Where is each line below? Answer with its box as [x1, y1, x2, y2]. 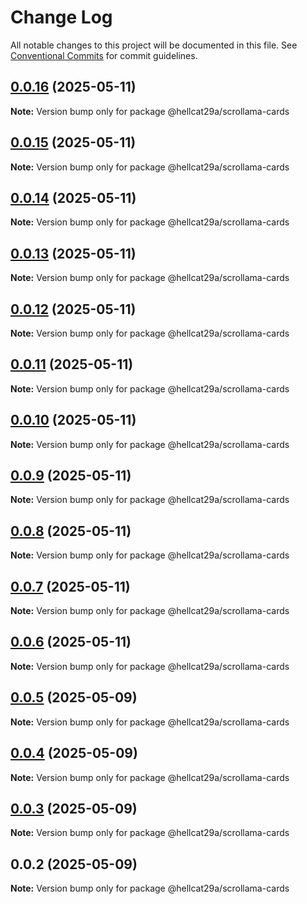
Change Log [10, 6, 113, 29]
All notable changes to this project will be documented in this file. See [10, 39, 298, 51]
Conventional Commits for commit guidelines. [10, 49, 198, 61]
